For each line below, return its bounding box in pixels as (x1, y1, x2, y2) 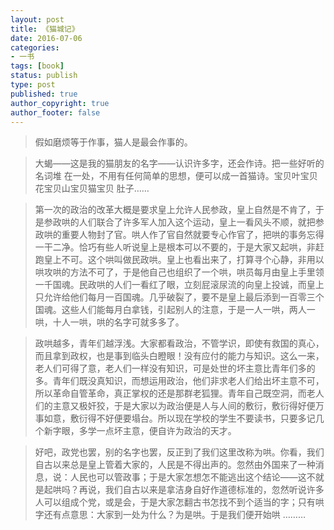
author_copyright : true (10, 98, 110, 108)
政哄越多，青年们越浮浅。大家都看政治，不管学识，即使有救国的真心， (34, 337, 325, 350)
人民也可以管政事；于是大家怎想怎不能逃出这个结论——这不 (69, 471, 316, 483)
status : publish (10, 71, 78, 81)
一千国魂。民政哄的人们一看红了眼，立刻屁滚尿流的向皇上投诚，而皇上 (34, 279, 325, 291)
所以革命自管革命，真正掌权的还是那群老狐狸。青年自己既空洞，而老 (34, 387, 316, 400)
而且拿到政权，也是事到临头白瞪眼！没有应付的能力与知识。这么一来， (34, 350, 325, 362)
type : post (10, 80, 56, 90)
